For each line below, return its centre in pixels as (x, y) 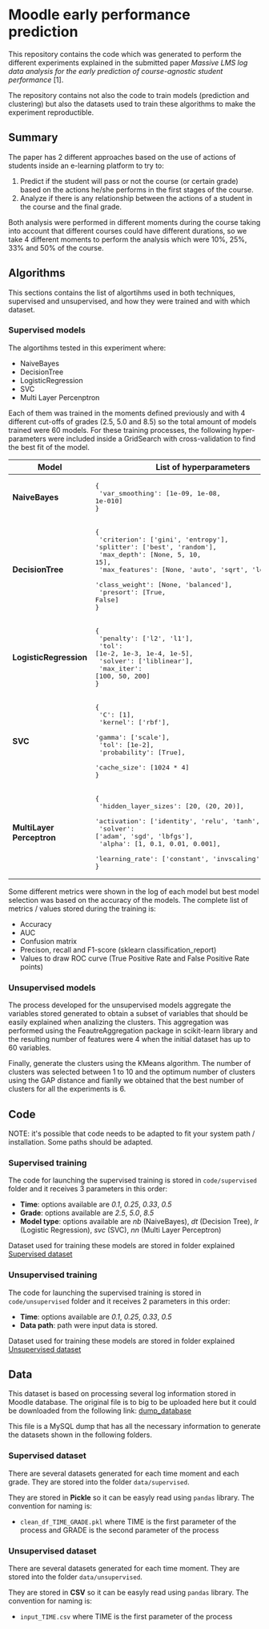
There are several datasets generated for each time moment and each (124, 1473)
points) (32, 966)
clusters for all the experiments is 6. (67, 1089)
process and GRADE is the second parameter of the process (119, 1530)
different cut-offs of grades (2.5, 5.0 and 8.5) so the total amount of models (132, 421)
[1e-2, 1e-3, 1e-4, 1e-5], (144, 653)
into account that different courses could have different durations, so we (128, 231)
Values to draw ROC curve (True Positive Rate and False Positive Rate (134, 958)
